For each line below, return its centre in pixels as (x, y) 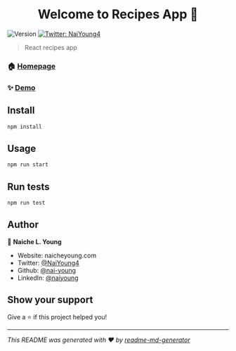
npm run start (28, 165)
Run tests (28, 187)
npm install (25, 127)
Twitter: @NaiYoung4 (48, 262)
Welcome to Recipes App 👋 (118, 14)
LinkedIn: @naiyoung (48, 278)
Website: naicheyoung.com (57, 255)
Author (23, 225)
